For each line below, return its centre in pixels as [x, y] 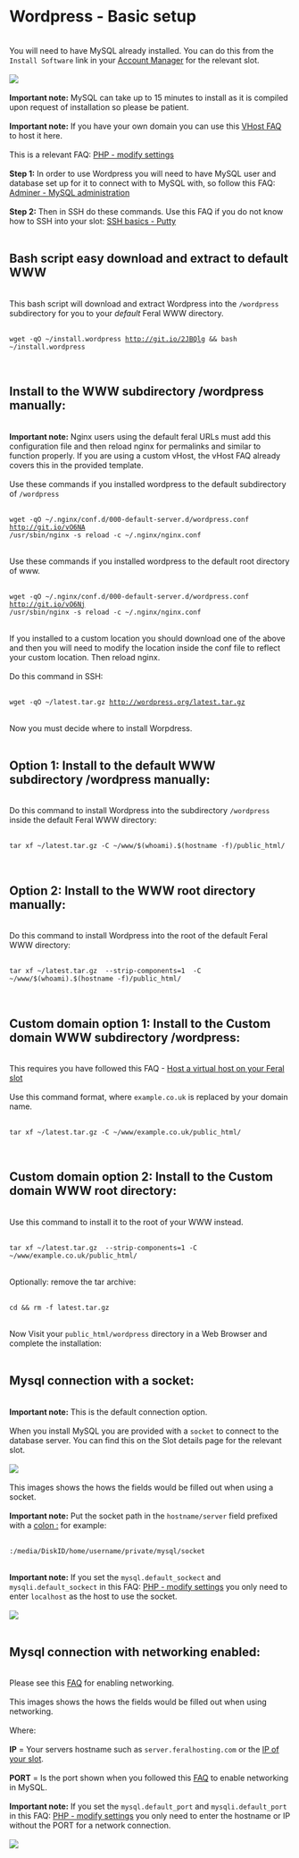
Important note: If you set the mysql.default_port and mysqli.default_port [148, 1806]
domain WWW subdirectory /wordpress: [125, 1037]
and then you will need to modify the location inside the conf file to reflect [145, 647]
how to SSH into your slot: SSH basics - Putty [93, 221]
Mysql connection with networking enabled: [135, 1652]
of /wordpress [34, 493]
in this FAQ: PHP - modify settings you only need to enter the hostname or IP [150, 1816]
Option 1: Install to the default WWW [112, 765]
